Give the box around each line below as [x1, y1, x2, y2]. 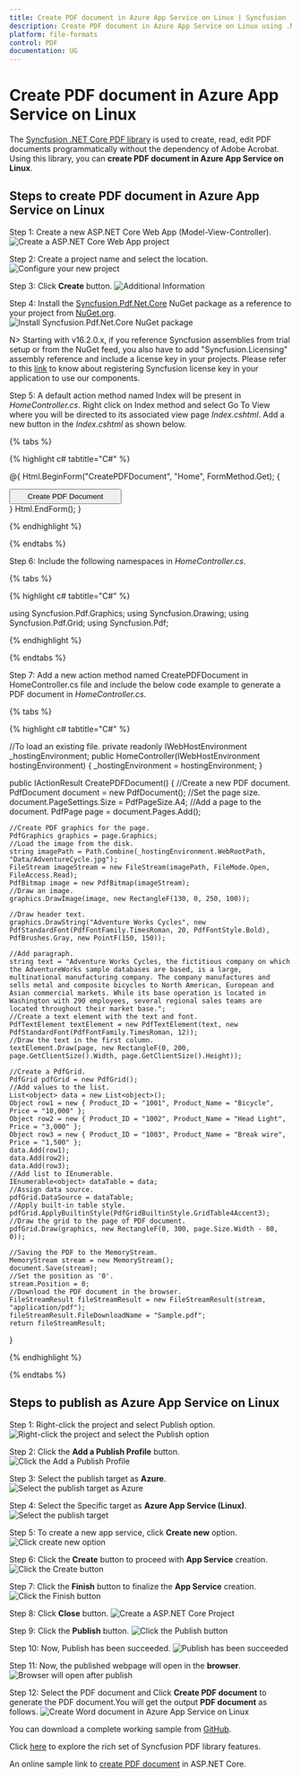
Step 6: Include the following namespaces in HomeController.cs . [9, 555, 246, 566]
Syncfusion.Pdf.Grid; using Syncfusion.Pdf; [9, 617, 169, 628]
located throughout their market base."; [9, 1004, 167, 1013]
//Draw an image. [9, 886, 74, 895]
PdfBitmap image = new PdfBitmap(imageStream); [9, 878, 191, 888]
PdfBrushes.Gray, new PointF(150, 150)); [9, 933, 167, 942]
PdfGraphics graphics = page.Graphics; [9, 831, 159, 840]
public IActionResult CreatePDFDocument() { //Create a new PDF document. [9, 777, 291, 788]
